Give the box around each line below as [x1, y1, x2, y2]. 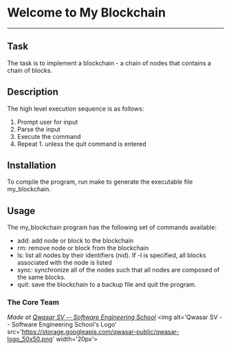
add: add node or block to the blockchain [16, 237, 134, 245]
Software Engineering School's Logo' [11, 320, 117, 329]
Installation [7, 160, 56, 171]
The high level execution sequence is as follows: [7, 105, 144, 113]
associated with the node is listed [16, 259, 112, 267]
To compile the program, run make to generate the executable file [7, 177, 193, 186]
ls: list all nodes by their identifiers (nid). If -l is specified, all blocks [16, 251, 206, 259]
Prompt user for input [16, 118, 78, 126]
